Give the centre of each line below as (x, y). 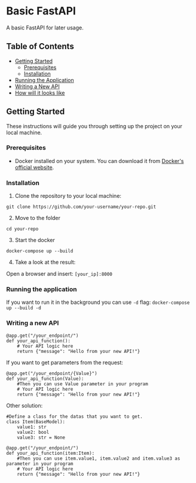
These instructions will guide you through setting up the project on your (94, 126)
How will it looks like (40, 93)
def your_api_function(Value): (45, 379)
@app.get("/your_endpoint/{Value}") (52, 373)
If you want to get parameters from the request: (65, 362)
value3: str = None (41, 437)
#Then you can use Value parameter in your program (82, 384)
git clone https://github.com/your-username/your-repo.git (81, 207)
